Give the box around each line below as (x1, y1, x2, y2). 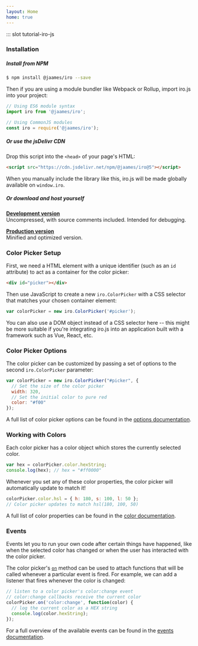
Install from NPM (6, 60, 48, 67)
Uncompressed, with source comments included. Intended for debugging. (6, 216, 186, 223)
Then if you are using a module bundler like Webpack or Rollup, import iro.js (6, 85, 191, 92)
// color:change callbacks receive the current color (6, 594, 142, 600)
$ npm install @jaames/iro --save (6, 75, 92, 81)
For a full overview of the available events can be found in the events (6, 626, 174, 634)
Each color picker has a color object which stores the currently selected (6, 444, 181, 451)
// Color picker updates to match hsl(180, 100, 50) (6, 501, 139, 507)
